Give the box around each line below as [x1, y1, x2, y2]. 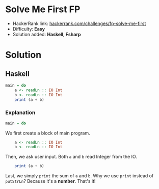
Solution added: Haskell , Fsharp [12, 31, 81, 37]
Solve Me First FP [5, 4, 81, 15]
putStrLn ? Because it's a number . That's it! [5, 178, 96, 184]
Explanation [5, 109, 36, 116]
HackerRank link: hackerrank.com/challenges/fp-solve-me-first [12, 20, 146, 26]
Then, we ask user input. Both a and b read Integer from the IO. [5, 154, 138, 160]
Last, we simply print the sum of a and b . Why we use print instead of [5, 173, 154, 179]
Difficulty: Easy [12, 25, 45, 32]
